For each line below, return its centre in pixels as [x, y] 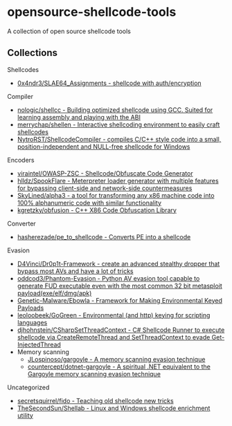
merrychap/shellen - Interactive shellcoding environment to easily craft [118, 124]
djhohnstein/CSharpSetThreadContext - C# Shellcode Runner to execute [121, 330]
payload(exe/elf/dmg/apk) [54, 293]
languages [32, 322]
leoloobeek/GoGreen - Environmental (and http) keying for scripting [114, 315]
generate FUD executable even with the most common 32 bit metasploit [120, 286]
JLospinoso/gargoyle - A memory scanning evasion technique [116, 359]
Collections [32, 53]
